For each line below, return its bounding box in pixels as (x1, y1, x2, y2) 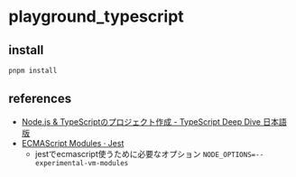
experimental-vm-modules (34, 158, 129, 168)
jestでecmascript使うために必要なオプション (34, 148, 201, 159)
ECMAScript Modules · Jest (21, 137, 125, 148)
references (8, 91, 72, 107)
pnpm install (8, 66, 58, 75)
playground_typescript (8, 6, 184, 27)
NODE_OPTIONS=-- (202, 150, 264, 159)
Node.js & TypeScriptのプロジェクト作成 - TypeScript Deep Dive (21, 116, 262, 127)
